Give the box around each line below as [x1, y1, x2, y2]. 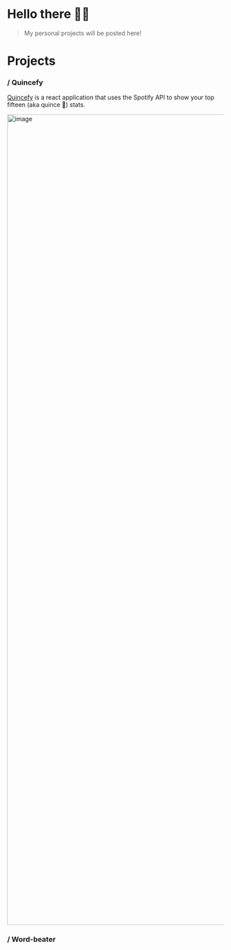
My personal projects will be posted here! [23, 29, 142, 37]
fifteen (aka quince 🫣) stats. [7, 101, 86, 109]
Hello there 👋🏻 [7, 6, 90, 22]
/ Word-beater [7, 935, 56, 944]
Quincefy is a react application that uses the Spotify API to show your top [7, 93, 214, 102]
